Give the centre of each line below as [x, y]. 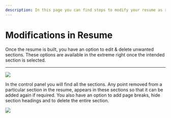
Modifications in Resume [59, 35]
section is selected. [26, 60]
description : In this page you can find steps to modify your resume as [84, 10]
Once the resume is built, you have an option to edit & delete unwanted [80, 49]
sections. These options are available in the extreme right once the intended [85, 54]
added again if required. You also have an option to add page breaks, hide [83, 95]
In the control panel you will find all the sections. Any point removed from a [84, 84]
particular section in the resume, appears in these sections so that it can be [84, 90]
